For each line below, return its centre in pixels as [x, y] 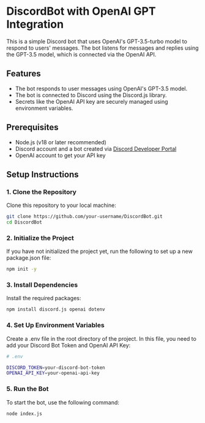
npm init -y [21, 269]
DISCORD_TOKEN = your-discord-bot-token [56, 367]
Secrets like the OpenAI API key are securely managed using [91, 101]
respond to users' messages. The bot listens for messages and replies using [102, 48]
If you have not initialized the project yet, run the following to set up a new [99, 251]
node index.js [24, 413]
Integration [35, 24]
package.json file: [29, 258]
